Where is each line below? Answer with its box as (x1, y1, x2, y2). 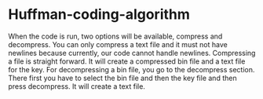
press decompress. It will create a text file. (8, 81, 145, 91)
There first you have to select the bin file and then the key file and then (8, 73, 237, 82)
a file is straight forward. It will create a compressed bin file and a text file (8, 57, 246, 66)
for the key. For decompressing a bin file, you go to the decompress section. (8, 64, 255, 74)
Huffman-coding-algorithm (8, 5, 191, 24)
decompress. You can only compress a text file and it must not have (8, 39, 228, 49)
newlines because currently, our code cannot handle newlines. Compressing (8, 48, 256, 57)
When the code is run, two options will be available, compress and (8, 31, 223, 41)
